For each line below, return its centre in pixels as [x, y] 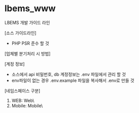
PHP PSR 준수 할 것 [30, 43]
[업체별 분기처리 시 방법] [27, 54]
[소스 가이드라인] [21, 33]
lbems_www [30, 9]
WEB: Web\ [23, 100]
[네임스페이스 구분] [23, 91]
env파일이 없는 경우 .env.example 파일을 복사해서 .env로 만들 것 [73, 80]
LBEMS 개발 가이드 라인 [27, 22]
